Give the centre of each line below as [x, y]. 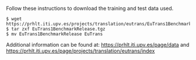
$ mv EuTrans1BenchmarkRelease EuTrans [55, 34]
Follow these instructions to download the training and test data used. [90, 8]
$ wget [14, 19]
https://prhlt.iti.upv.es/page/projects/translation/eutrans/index [80, 51]
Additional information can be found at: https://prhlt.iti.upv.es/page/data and [98, 45]
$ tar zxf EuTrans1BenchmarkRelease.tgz [56, 29]
